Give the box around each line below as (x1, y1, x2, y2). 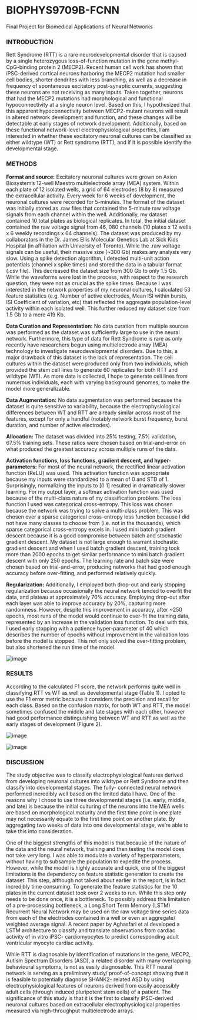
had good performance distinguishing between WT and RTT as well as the (6, 714, 186, 721)
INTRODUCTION (6, 38, 54, 46)
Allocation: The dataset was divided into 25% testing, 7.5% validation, (6, 433, 176, 440)
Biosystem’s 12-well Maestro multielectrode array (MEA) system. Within (6, 179, 179, 186)
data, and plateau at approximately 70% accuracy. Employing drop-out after (6, 593, 190, 600)
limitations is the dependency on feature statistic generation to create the (6, 870, 183, 878)
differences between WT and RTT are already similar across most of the (6, 409, 181, 416)
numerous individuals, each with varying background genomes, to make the (6, 378, 190, 386)
